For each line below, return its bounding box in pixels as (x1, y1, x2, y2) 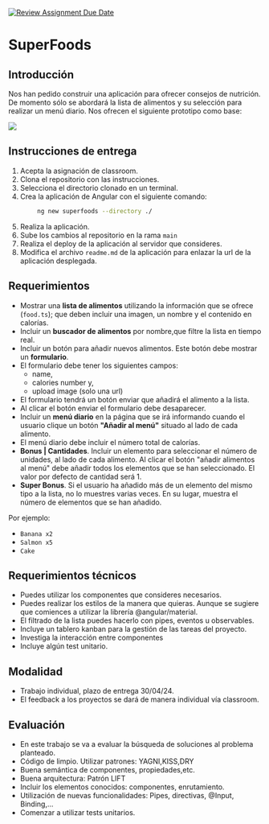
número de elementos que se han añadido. (19, 497, 162, 507)
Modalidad (8, 665, 63, 678)
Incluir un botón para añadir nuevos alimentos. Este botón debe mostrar (19, 343, 258, 353)
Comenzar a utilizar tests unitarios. (19, 807, 136, 817)
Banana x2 (19, 529, 54, 538)
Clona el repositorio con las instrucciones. (19, 174, 160, 184)
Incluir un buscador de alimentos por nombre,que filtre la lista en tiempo (19, 326, 262, 336)
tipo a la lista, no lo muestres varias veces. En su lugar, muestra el (19, 488, 238, 498)
